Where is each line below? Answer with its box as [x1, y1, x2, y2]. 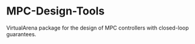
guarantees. [6, 30, 36, 37]
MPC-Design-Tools [6, 4, 105, 18]
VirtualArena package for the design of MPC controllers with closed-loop [6, 24, 190, 31]
